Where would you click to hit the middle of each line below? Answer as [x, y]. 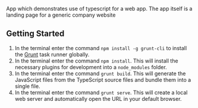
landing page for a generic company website [61, 15]
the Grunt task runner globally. [52, 54]
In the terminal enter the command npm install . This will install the [96, 61]
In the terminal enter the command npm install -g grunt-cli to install [101, 48]
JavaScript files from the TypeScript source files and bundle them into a [103, 79]
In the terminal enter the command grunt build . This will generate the [100, 73]
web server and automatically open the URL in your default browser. [98, 98]
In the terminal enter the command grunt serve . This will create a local [101, 92]
